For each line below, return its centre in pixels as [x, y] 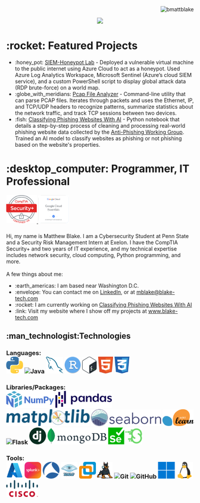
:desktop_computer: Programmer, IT [98, 169]
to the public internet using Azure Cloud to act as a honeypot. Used [97, 69]
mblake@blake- [155, 292]
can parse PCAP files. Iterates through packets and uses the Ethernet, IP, [104, 100]
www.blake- [163, 311]
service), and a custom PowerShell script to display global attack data [100, 81]
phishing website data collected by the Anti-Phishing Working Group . [99, 132]
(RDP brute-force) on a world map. [57, 87]
